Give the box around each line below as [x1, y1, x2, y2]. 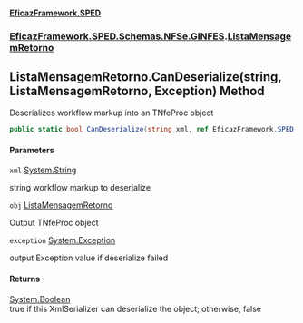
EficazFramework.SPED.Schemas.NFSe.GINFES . [9, 30, 229, 43]
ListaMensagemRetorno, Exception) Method [9, 83, 265, 99]
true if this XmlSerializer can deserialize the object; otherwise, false [9, 303, 261, 314]
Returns [9, 273, 41, 284]
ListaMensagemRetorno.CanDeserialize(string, [9, 69, 282, 84]
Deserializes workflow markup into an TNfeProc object [9, 107, 214, 118]
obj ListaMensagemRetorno [9, 200, 113, 210]
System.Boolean [9, 293, 71, 304]
